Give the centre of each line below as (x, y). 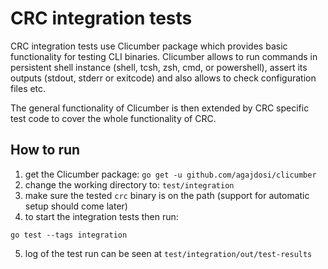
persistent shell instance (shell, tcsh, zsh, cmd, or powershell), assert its (159, 67)
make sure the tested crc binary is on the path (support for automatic (167, 195)
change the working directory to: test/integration (129, 184)
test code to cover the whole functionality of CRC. (113, 118)
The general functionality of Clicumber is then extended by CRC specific (160, 108)
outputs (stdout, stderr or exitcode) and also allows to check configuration (163, 78)
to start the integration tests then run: (101, 216)
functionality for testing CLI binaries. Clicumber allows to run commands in (164, 56)
